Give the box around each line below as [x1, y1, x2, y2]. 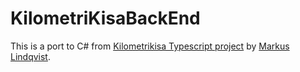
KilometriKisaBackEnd [10, 7, 201, 30]
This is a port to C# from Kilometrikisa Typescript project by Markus [10, 40, 290, 52]
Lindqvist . [10, 50, 51, 62]
